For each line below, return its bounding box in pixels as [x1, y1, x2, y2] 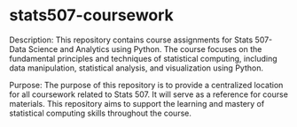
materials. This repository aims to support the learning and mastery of [9, 98, 265, 108]
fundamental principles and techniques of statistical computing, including [9, 53, 277, 63]
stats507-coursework [9, 5, 175, 26]
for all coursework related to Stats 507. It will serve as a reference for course [9, 89, 288, 100]
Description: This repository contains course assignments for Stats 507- [9, 34, 273, 45]
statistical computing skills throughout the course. [9, 108, 192, 118]
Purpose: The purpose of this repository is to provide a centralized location [9, 79, 284, 90]
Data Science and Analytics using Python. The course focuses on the [9, 43, 262, 54]
